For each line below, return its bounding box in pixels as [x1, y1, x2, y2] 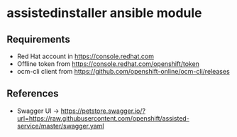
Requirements [6, 33, 70, 45]
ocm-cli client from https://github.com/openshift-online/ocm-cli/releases [16, 67, 230, 75]
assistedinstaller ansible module [6, 5, 203, 21]
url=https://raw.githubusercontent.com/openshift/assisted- [16, 114, 189, 122]
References [6, 87, 59, 100]
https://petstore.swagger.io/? [60, 106, 146, 115]
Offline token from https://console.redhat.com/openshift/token [16, 60, 200, 68]
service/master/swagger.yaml [16, 121, 104, 130]
